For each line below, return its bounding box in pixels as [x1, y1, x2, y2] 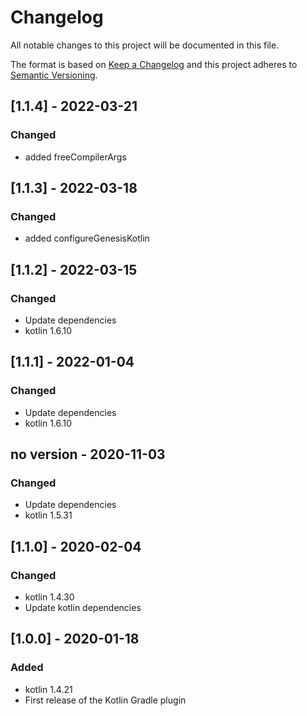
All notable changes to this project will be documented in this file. [10, 39, 280, 51]
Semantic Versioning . [10, 69, 98, 81]
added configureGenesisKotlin [24, 232, 150, 245]
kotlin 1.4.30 [24, 591, 75, 603]
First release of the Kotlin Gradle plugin [24, 694, 187, 706]
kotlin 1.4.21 [24, 683, 73, 695]
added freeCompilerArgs [24, 151, 127, 163]
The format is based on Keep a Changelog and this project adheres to [10, 58, 298, 70]
